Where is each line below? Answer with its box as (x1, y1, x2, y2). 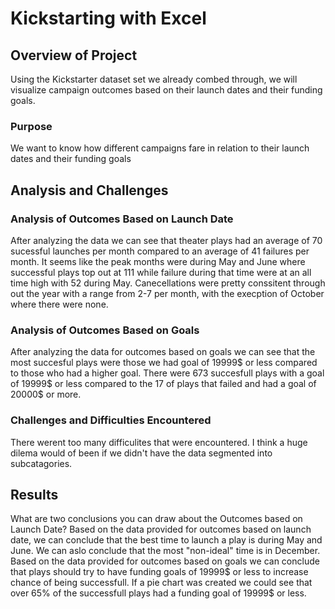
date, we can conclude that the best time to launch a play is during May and (10, 534, 323, 546)
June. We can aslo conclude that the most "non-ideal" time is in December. (10, 545, 321, 557)
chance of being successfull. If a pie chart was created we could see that (10, 577, 313, 589)
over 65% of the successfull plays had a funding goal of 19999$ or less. (10, 587, 307, 599)
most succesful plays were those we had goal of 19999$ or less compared (10, 357, 318, 369)
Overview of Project (10, 47, 138, 64)
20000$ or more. (10, 388, 82, 401)
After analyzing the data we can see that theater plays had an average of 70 (10, 234, 323, 246)
